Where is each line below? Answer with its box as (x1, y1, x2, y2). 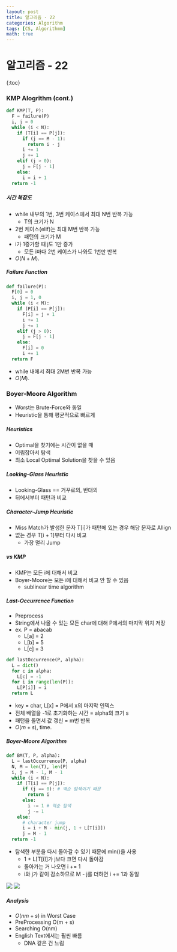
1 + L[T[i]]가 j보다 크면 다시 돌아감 (23, 855, 104, 863)
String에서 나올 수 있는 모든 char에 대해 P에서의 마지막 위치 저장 (14, 619, 166, 626)
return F (11, 356, 34, 362)
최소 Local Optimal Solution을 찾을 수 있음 (14, 456, 116, 464)
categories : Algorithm (6, 20, 63, 26)
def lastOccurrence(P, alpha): (6, 656, 85, 662)
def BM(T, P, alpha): (6, 753, 61, 759)
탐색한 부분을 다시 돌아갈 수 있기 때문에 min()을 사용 (14, 848, 137, 855)
